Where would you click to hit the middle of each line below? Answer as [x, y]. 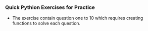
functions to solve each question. [46, 23]
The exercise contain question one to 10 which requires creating [78, 18]
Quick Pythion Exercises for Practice [50, 7]
